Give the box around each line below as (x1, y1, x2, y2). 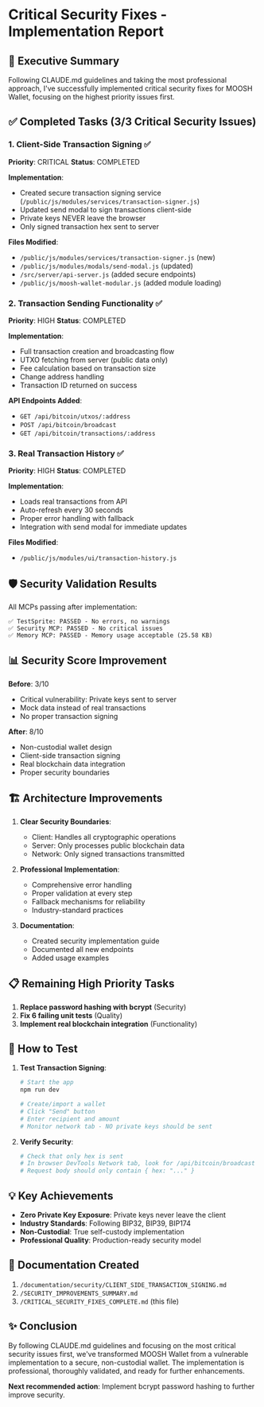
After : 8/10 (8, 726, 44, 737)
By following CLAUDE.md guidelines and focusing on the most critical (8, 1340, 236, 1350)
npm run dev (19, 1086, 60, 1094)
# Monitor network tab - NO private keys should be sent (19, 1122, 213, 1130)
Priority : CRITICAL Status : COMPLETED (8, 157, 141, 166)
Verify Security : (19, 1137, 74, 1146)
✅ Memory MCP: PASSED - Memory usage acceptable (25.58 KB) (8, 632, 213, 639)
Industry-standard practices (31, 905, 124, 915)
